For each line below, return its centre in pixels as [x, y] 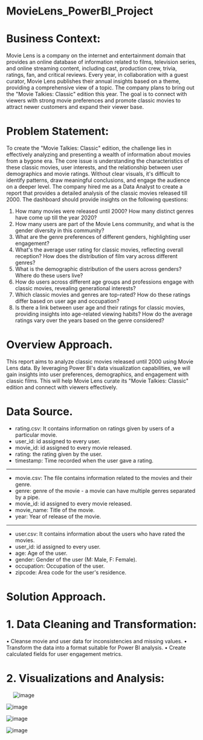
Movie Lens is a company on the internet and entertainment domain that [96, 56]
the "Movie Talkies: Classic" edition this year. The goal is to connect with [97, 94]
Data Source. [40, 412]
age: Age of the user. [41, 553]
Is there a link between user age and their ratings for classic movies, [100, 308]
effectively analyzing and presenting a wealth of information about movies [98, 155]
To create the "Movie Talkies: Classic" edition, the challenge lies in [89, 148]
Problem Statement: [58, 131]
